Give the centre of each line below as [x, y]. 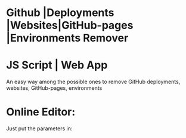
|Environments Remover [67, 38]
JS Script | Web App [57, 65]
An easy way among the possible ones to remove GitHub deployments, [93, 82]
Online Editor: [41, 112]
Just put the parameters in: [39, 128]
